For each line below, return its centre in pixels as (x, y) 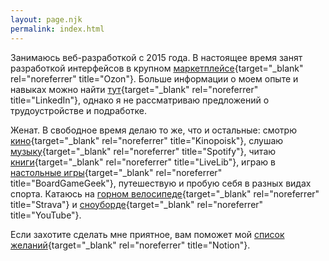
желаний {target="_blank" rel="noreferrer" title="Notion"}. (130, 245)
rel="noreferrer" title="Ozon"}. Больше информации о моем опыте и (154, 78)
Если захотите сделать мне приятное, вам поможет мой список (147, 234)
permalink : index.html (57, 29)
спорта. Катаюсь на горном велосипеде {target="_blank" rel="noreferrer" (165, 193)
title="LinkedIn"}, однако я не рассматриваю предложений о (140, 100)
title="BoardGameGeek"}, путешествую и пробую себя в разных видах (161, 183)
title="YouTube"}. (46, 215)
